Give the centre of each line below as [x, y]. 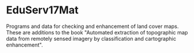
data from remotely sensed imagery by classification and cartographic [91, 38]
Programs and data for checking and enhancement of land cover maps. [93, 26]
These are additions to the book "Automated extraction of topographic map [97, 32]
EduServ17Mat [42, 10]
